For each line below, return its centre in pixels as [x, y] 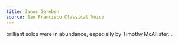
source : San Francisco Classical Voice [55, 17]
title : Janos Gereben [33, 11]
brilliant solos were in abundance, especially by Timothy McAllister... [89, 34]
